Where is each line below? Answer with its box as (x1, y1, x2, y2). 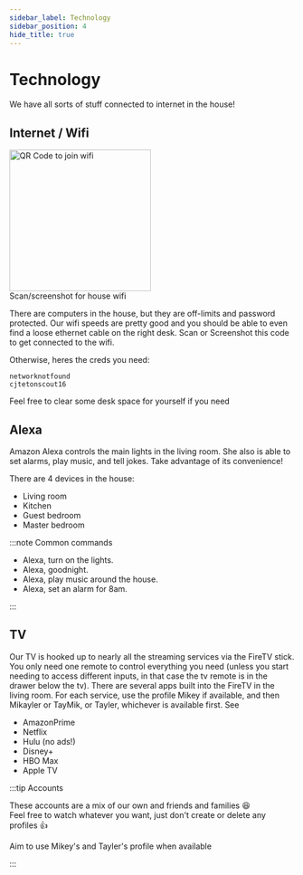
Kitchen (22, 499, 52, 511)
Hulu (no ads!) (22, 736, 76, 747)
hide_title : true (9, 30, 75, 39)
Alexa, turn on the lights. (22, 554, 114, 566)
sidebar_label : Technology (9, 13, 111, 23)
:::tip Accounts (9, 782, 64, 793)
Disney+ (22, 746, 54, 756)
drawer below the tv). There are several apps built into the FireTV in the (9, 680, 275, 690)
